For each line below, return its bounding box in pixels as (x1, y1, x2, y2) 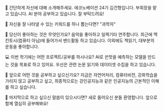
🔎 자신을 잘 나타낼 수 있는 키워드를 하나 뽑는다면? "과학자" (5, 21, 116, 27)
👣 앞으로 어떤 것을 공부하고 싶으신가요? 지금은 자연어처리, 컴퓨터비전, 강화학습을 (5, 72, 158, 77)
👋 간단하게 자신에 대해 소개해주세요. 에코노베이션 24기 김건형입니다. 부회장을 (5, 5, 152, 10)
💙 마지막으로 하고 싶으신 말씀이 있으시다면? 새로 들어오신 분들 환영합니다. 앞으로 (5, 94, 158, 100)
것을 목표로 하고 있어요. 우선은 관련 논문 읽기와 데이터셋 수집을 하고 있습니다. (10, 62, 157, 67)
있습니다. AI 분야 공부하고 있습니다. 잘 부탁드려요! (10, 11, 104, 17)
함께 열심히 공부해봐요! (5, 101, 48, 106)
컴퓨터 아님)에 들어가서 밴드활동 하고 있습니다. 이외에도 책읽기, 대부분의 (18, 37, 155, 43)
